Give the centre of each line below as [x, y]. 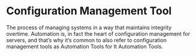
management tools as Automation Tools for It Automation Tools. [85, 46]
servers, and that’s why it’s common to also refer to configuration [86, 40]
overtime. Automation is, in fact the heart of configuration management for [98, 33]
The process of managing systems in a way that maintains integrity [89, 27]
